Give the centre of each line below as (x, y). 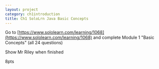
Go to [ (12, 33)
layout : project (22, 9)
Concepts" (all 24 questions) (34, 43)
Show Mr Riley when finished (34, 52)
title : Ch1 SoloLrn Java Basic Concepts (47, 18)
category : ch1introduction (33, 14)
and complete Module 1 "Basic (124, 37)
